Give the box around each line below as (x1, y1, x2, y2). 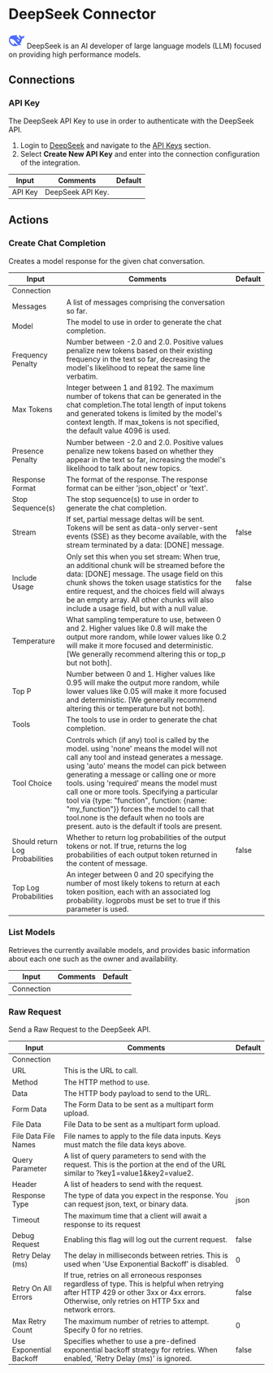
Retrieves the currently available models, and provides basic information (8, 945, 250, 955)
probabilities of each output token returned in (66, 850, 218, 860)
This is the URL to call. (63, 1066, 138, 1076)
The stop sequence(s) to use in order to (66, 495, 199, 505)
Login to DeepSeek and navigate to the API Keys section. (19, 140, 211, 150)
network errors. (63, 1305, 116, 1315)
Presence (11, 446, 45, 456)
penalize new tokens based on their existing (66, 346, 213, 356)
